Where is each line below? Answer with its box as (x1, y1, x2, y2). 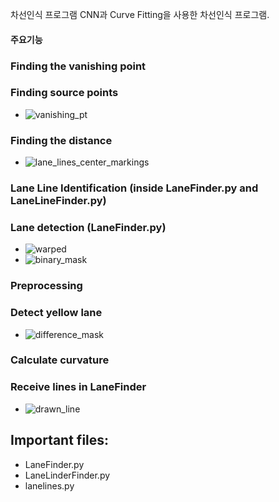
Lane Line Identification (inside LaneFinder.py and (10, 181, 259, 195)
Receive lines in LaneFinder (10, 380, 147, 394)
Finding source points (10, 86, 119, 100)
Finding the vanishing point (10, 59, 147, 73)
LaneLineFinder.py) (10, 194, 107, 208)
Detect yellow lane (10, 306, 103, 320)
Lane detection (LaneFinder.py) (10, 220, 167, 234)
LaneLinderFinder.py (24, 469, 111, 481)
